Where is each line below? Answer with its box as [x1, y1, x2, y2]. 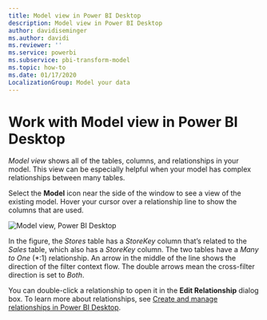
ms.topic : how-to [8, 64, 66, 72]
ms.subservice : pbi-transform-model [8, 57, 130, 65]
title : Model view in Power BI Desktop [8, 11, 141, 20]
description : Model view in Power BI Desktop [8, 19, 162, 27]
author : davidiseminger [8, 26, 88, 34]
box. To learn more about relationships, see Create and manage [8, 294, 218, 304]
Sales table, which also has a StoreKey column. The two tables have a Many [8, 245, 259, 255]
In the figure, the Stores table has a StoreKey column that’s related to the [8, 236, 248, 246]
